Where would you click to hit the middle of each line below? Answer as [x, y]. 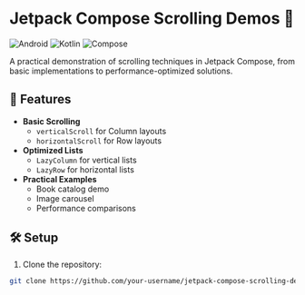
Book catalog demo [73, 189]
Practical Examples [59, 179]
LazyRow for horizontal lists [85, 169]
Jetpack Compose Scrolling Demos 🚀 [152, 19]
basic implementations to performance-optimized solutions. [121, 71]
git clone [28, 280]
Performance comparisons [86, 208]
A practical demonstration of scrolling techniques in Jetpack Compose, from [152, 61]
